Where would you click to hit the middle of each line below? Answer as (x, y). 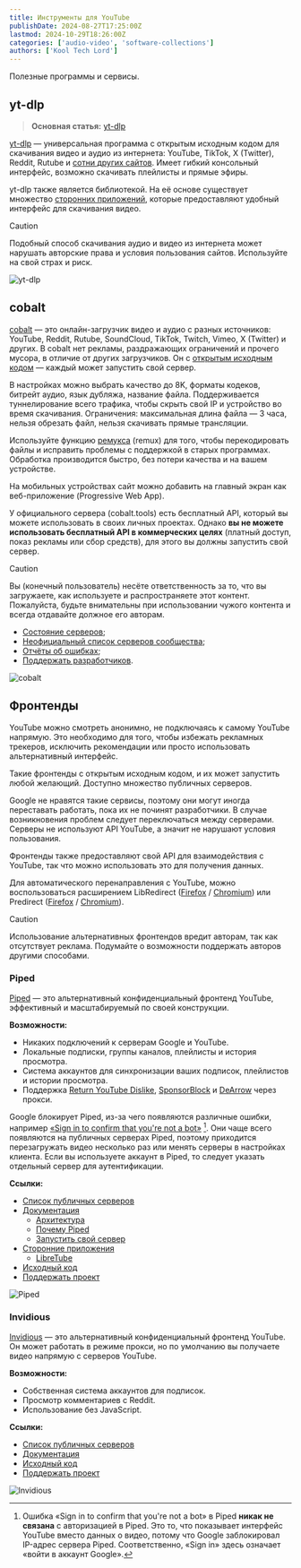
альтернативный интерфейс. (64, 756)
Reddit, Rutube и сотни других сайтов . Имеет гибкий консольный (134, 162)
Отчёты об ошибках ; (61, 650)
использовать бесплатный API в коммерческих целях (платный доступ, (150, 532)
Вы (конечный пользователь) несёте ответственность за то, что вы (138, 586)
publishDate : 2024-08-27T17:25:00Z (76, 26)
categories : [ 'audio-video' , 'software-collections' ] (112, 43)
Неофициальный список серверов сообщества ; (114, 641)
